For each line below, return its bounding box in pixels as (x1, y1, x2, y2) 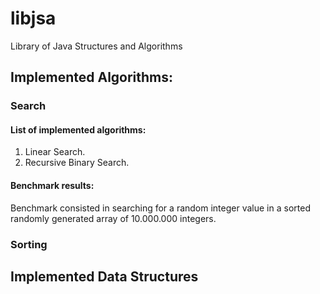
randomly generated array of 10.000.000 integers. (10, 212, 217, 224)
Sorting (10, 237, 48, 251)
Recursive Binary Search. (24, 157, 130, 169)
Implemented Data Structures (10, 268, 199, 285)
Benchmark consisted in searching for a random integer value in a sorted (10, 202, 311, 214)
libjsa (10, 7, 57, 30)
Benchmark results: (10, 180, 95, 192)
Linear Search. (24, 146, 86, 158)
